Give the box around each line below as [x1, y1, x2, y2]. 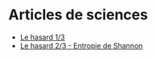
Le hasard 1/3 [19, 32, 66, 42]
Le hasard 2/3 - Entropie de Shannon [19, 40, 143, 50]
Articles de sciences [8, 6, 149, 24]
